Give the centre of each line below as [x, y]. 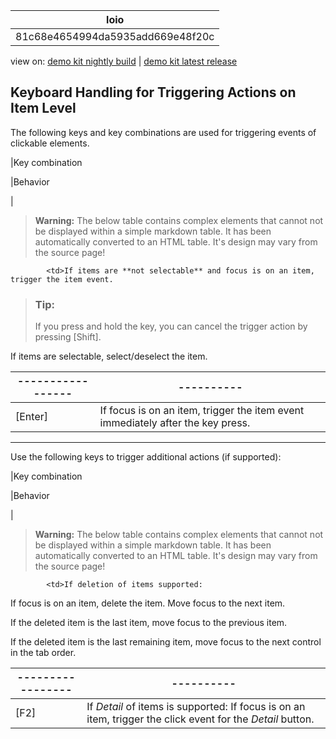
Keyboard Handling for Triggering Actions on [153, 92]
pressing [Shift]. [68, 337]
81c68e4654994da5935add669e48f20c [115, 36]
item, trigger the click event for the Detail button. [200, 719]
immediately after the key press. [175, 423]
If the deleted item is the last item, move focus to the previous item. [149, 623]
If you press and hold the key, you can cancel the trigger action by [171, 326]
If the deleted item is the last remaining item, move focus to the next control [166, 642]
